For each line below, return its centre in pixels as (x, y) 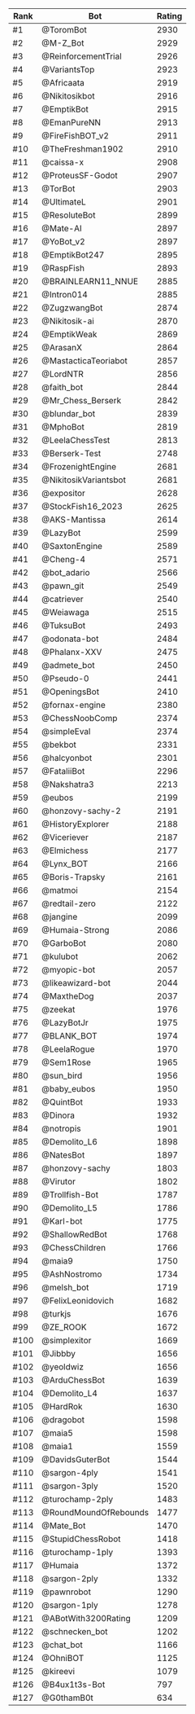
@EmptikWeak (69, 334)
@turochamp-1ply (78, 1552)
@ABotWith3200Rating (87, 1618)
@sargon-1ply (70, 1605)
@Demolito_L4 (69, 1393)
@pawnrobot (67, 1592)
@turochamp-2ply (78, 1499)
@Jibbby (58, 1354)
